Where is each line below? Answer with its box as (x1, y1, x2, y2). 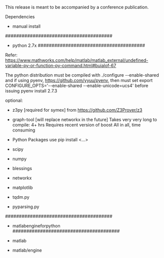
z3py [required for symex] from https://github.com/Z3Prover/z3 (12, 107, 143, 113)
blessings (12, 166, 32, 171)
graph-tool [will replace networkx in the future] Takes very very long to (12, 117, 157, 123)
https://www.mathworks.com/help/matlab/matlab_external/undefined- (5, 57, 149, 63)
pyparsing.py (12, 204, 40, 210)
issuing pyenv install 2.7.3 (5, 88, 57, 93)
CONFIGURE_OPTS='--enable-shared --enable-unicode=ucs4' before (5, 83, 149, 88)
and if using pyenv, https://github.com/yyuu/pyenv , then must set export (5, 78, 153, 83)
